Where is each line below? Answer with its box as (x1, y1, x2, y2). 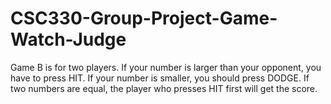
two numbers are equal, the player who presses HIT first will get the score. (10, 82, 318, 94)
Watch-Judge (10, 28, 127, 51)
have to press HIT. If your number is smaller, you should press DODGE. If (10, 72, 310, 84)
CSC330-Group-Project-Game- (10, 7, 278, 30)
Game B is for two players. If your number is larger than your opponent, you (10, 61, 322, 73)
